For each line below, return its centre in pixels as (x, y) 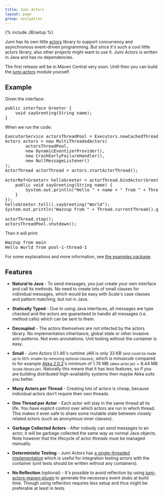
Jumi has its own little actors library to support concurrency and (69, 42)
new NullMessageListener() (57, 161)
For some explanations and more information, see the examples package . (78, 257)
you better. (23, 379)
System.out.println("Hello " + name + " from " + (86, 190)
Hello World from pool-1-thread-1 (46, 248)
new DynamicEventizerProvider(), (65, 151)
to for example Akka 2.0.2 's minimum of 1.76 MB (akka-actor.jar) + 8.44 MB (85, 363)
